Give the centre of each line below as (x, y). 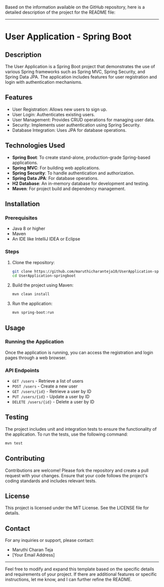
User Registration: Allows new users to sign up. (60, 109)
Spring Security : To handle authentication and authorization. (73, 173)
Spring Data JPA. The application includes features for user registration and (81, 77)
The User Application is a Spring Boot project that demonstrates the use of (80, 66)
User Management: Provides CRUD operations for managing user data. (83, 120)
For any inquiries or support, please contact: (50, 540)
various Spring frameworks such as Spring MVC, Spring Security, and (75, 72)
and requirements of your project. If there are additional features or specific (81, 574)
